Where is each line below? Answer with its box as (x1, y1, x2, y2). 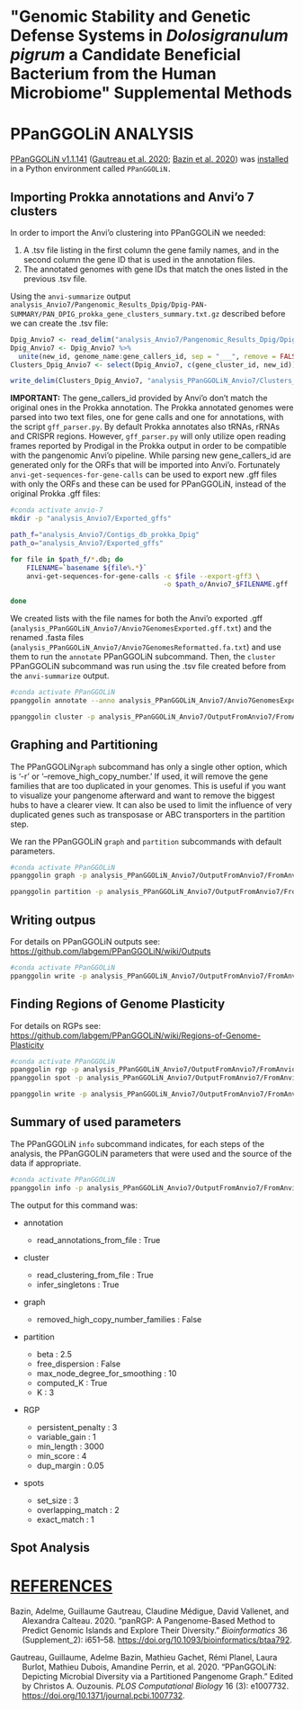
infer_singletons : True (36, 1279, 120, 1290)
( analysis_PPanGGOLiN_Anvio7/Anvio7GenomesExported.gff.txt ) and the (10, 622, 272, 633)
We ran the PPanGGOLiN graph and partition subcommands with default (10, 836, 282, 846)
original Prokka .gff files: (10, 488, 102, 499)
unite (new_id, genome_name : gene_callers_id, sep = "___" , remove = (18, 352, 277, 361)
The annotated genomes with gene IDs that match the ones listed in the (22, 264, 289, 274)
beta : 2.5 (36, 1348, 73, 1359)
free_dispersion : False (36, 1358, 120, 1369)
